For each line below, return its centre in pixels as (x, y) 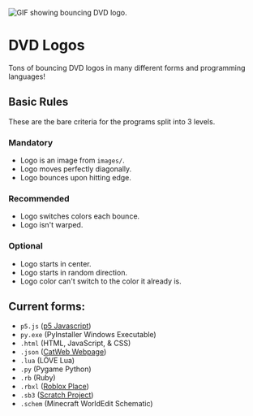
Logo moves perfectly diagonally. (76, 169)
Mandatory (31, 142)
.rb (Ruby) (38, 378)
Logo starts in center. (56, 263)
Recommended (39, 198)
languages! (27, 76)
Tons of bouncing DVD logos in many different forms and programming (127, 67)
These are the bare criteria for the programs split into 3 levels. (112, 121)
